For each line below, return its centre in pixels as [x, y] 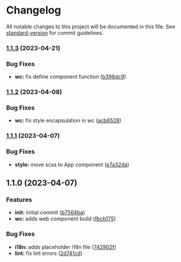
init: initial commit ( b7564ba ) [50, 213]
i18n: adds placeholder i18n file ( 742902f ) [65, 247]
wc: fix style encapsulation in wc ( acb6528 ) [68, 121]
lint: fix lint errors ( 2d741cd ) [48, 253]
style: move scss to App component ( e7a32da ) [72, 164]
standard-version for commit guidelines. [55, 32]
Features [19, 200]
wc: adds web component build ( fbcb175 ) [65, 219]
